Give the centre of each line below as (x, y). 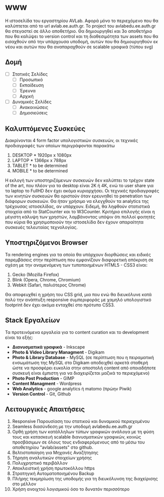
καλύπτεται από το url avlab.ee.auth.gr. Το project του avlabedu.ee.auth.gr (81, 26)
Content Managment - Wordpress (47, 383)
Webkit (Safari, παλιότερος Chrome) (49, 285)
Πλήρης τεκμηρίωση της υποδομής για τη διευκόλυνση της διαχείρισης (85, 478)
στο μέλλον (24, 484)
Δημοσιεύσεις (34, 113)
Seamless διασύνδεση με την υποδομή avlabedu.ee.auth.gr (72, 426)
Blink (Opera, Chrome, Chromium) (46, 279)
